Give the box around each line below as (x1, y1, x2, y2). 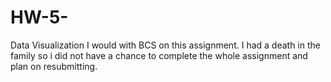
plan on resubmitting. (10, 60, 98, 72)
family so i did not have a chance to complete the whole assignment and (10, 49, 308, 61)
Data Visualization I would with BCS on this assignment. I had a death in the (10, 39, 321, 51)
